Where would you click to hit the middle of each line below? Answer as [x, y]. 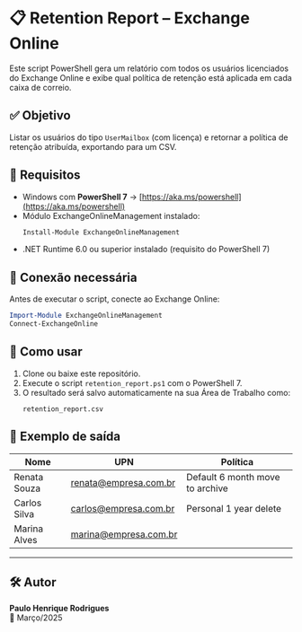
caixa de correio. [40, 87]
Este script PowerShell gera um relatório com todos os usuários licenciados [149, 68]
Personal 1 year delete [233, 508]
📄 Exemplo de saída [65, 437]
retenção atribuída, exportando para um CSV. [93, 146]
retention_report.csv [62, 409]
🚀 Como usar [46, 352]
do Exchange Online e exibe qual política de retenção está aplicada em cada [151, 77]
